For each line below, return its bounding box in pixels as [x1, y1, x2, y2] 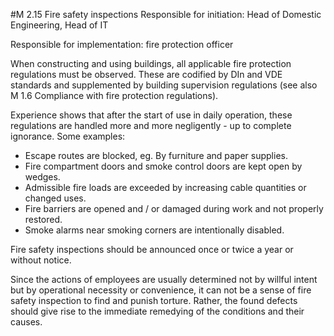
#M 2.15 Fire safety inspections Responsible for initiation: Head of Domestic [10, 9, 322, 20]
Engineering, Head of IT [10, 19, 109, 31]
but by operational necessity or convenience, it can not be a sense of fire [10, 284, 312, 296]
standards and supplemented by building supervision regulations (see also [10, 79, 318, 91]
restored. [24, 214, 63, 225]
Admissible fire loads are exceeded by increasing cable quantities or [24, 182, 307, 193]
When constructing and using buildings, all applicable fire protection [10, 58, 292, 69]
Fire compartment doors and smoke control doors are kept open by [24, 160, 303, 172]
